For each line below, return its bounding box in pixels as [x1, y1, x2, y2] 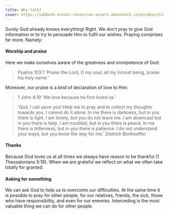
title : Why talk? [5, 7, 42, 13]
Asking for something [5, 176, 52, 182]
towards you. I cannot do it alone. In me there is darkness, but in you [17, 109, 160, 115]
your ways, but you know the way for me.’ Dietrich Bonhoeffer [17, 131, 146, 137]
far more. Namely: [5, 36, 43, 43]
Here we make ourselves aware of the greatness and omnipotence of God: [5, 59, 160, 66]
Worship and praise [5, 48, 47, 55]
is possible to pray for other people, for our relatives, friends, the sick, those [5, 192, 163, 198]
